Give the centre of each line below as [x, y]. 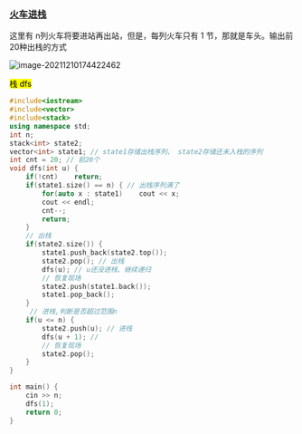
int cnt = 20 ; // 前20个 [55, 160]
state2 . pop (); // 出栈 [83, 261]
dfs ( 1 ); [40, 404]
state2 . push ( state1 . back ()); [97, 286]
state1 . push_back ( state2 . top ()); [105, 253]
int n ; [22, 135]
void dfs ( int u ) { [44, 169]
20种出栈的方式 [38, 47]
